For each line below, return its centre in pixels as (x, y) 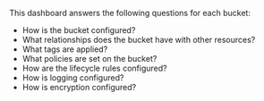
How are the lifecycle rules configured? (94, 68)
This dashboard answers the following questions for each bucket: (130, 13)
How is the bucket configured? (79, 30)
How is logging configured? (73, 78)
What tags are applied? (65, 49)
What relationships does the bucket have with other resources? (139, 40)
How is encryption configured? (79, 87)
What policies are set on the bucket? (89, 59)
